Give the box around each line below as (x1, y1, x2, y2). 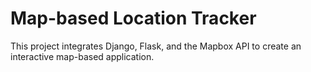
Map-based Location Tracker (10, 7, 257, 30)
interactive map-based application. (10, 50, 155, 62)
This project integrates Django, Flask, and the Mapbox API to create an (10, 40, 302, 52)
